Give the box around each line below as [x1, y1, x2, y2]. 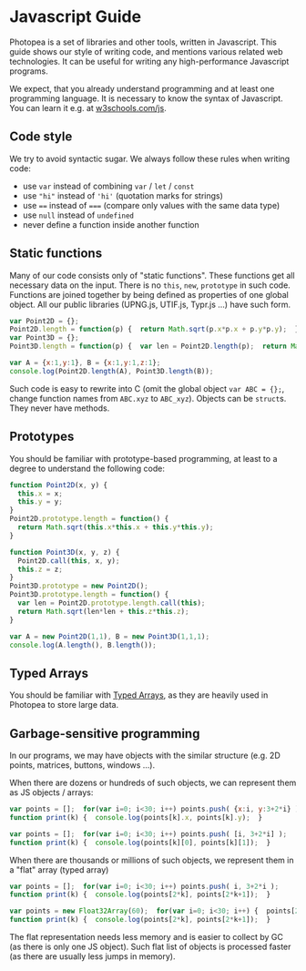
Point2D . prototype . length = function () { [9, 515, 169, 524]
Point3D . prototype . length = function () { [9, 590, 169, 599]
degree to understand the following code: [9, 463, 166, 474]
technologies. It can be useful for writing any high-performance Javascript [9, 56, 290, 66]
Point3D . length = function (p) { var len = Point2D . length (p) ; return [9, 342, 287, 352]
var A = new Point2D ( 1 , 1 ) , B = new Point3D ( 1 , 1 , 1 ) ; [9, 631, 210, 641]
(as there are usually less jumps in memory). [9, 951, 176, 962]
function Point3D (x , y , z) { [9, 547, 120, 557]
